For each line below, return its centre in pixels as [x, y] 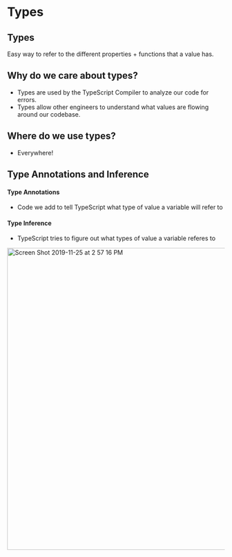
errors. [27, 99]
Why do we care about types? [72, 76]
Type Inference [29, 223]
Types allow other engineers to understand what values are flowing [113, 107]
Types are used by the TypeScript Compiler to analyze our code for [113, 92]
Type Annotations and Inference [78, 174]
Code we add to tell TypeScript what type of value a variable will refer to [120, 207]
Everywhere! [35, 153]
